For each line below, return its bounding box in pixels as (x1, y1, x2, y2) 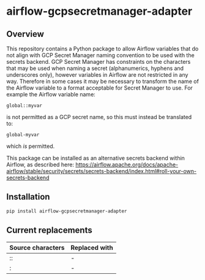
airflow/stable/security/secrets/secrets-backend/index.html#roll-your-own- (6, 168, 197, 174)
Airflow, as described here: (6, 161, 75, 168)
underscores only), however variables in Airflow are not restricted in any (6, 71, 188, 78)
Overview (6, 29, 45, 39)
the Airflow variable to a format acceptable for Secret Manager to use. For (6, 84, 193, 91)
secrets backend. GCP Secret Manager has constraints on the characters (6, 58, 191, 65)
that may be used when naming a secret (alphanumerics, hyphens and (6, 64, 184, 72)
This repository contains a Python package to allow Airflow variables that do (6, 45, 199, 52)
